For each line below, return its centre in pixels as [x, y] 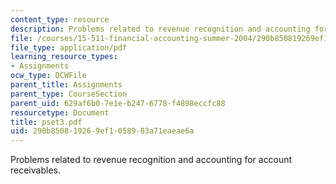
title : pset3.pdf [46, 122]
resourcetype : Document [60, 112]
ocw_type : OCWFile [48, 76]
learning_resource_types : [64, 57]
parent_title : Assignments [66, 85]
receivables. [35, 170]
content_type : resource [60, 19]
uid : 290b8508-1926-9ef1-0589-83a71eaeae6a [102, 131]
